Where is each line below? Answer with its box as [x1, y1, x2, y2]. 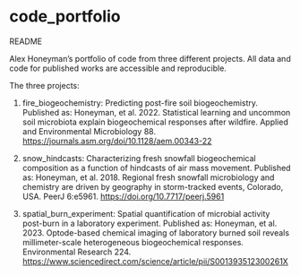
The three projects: [9, 80, 80, 90]
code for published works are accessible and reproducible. [9, 63, 227, 73]
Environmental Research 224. [21, 246, 132, 257]
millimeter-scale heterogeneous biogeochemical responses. [21, 236, 244, 247]
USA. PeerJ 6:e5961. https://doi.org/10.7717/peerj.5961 [21, 191, 225, 202]
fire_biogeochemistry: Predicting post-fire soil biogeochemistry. [21, 97, 258, 108]
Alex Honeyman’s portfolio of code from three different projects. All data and [9, 53, 291, 64]
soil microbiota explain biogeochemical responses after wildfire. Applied [21, 116, 288, 127]
